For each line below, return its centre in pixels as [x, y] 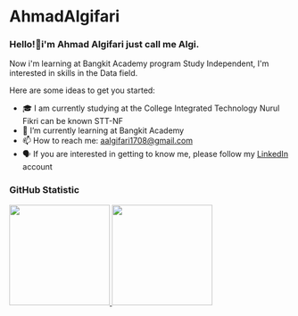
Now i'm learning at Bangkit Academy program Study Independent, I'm [139, 63]
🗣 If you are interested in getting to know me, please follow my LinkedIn [155, 154]
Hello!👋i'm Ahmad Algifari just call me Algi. [104, 45]
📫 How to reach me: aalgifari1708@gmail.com [108, 141]
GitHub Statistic [45, 190]
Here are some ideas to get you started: [83, 90]
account [37, 167]
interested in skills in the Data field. [74, 73]
